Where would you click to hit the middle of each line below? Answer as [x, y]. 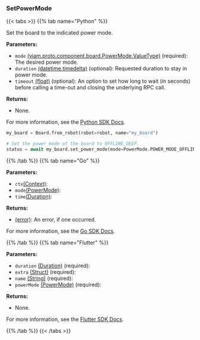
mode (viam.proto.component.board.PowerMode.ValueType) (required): [101, 56]
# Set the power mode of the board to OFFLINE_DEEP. [73, 144]
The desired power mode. [46, 62]
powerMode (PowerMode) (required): [58, 285]
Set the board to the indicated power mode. [60, 33]
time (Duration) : [33, 196]
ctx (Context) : [31, 183]
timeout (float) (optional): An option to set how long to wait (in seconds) [103, 81]
